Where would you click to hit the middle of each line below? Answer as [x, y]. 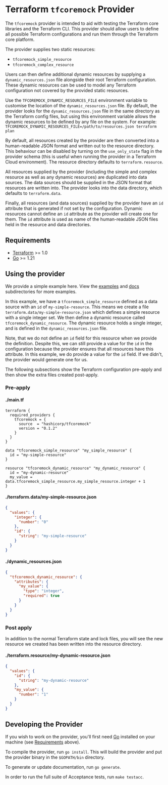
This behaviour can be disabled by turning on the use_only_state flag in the [84, 151]
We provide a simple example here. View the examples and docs [72, 286]
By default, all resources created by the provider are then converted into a [82, 140]
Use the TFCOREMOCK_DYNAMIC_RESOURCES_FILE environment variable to [76, 100]
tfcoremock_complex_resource [43, 65]
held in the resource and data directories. [48, 224]
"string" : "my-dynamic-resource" [54, 680]
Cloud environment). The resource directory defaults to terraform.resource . [84, 162]
